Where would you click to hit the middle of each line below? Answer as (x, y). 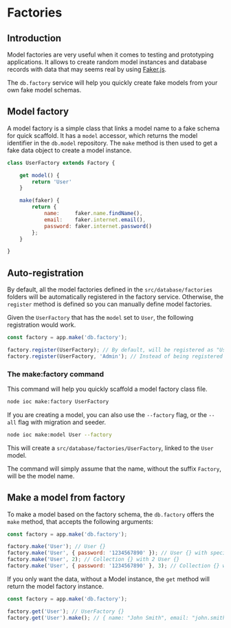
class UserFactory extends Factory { (61, 163)
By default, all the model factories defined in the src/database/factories (110, 290)
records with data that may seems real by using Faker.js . (87, 69)
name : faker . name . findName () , (93, 214)
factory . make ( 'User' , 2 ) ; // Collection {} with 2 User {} (93, 560)
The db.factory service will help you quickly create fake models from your (112, 83)
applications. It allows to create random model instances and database (107, 62)
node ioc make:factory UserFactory (58, 402)
